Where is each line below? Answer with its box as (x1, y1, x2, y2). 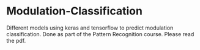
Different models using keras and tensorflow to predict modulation (6, 24, 174, 31)
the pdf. (6, 37, 26, 44)
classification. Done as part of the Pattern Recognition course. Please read (6, 30, 194, 37)
